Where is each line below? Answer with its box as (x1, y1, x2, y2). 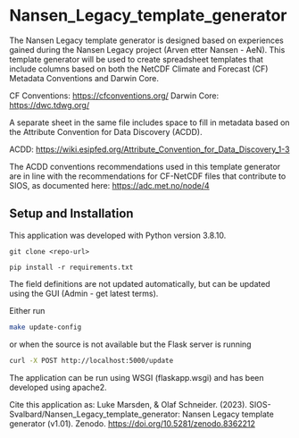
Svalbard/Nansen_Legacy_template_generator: (9, 409, 181, 419)
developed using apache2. (9, 382, 107, 392)
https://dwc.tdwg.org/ (9, 99, 90, 110)
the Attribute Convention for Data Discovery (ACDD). (9, 126, 203, 137)
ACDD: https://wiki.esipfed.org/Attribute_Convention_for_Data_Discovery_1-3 (9, 144, 290, 155)
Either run (9, 305, 46, 316)
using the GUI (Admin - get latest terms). (9, 288, 159, 299)
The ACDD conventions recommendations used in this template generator (9, 161, 281, 172)
